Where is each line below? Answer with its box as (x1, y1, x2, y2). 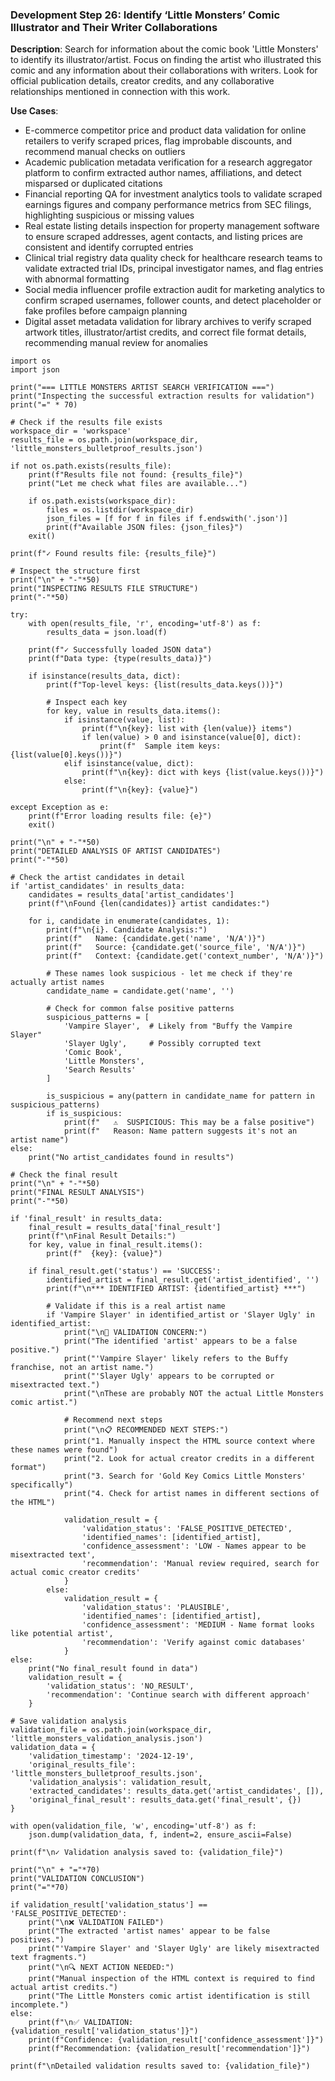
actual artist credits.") (10, 1983, 118, 1993)
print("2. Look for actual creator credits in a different (63, 1454, 315, 1464)
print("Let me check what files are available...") (28, 479, 248, 489)
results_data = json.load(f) (46, 628, 168, 638)
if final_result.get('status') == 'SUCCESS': (28, 1266, 222, 1277)
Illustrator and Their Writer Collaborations (10, 20, 218, 34)
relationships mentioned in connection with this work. (10, 86, 231, 98)
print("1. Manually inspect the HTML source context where (63, 1436, 315, 1447)
